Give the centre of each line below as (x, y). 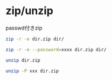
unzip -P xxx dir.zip (32, 71)
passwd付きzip (24, 28)
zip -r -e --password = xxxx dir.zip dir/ (56, 49)
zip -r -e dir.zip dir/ (35, 39)
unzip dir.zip (23, 60)
